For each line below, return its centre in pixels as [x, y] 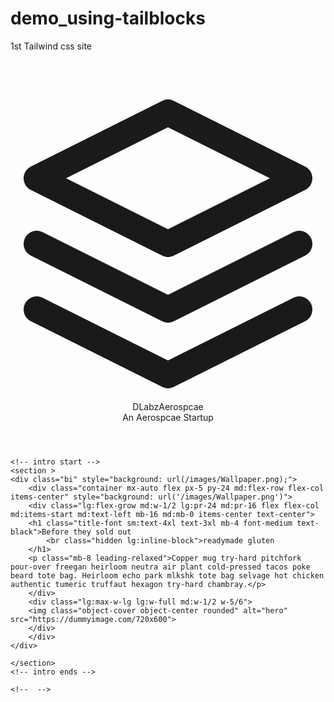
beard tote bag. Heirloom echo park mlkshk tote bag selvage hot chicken [167, 575]
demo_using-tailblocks [108, 18]
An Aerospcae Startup [168, 417]
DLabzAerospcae [168, 406]
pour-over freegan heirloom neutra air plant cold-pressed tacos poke [160, 567]
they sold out [102, 532]
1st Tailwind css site [51, 46]
